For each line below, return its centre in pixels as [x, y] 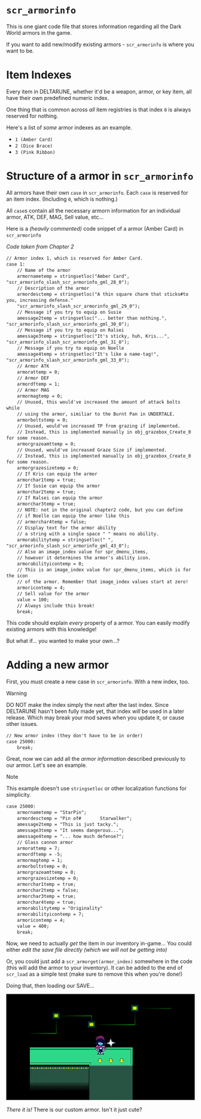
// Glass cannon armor [45, 842]
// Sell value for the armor [53, 594]
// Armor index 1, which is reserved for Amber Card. [75, 258]
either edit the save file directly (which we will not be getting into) [87, 949]
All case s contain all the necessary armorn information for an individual [93, 210]
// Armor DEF [33, 378]
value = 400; [33, 926]
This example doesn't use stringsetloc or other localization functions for [96, 788]
